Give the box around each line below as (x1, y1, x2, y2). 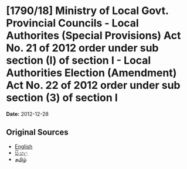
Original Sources (6, 127, 69, 137)
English (14, 143, 33, 150)
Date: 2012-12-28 (6, 110, 49, 118)
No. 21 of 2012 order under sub (6, 42, 159, 55)
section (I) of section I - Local (6, 54, 151, 67)
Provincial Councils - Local (6, 16, 139, 30)
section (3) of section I (6, 91, 118, 105)
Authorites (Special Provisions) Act (6, 29, 181, 42)
